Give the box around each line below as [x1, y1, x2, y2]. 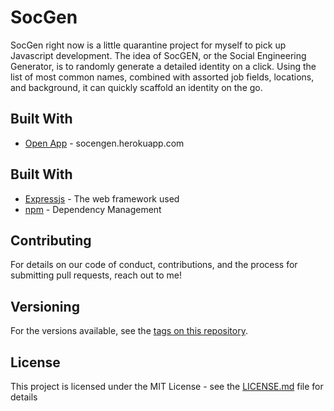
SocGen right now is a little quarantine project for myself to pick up [10, 39, 287, 51]
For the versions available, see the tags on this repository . [10, 325, 248, 337]
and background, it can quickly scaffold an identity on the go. [10, 81, 263, 93]
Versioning [10, 298, 80, 315]
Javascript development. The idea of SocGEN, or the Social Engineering [10, 49, 307, 61]
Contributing [10, 232, 92, 249]
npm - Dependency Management [24, 203, 162, 215]
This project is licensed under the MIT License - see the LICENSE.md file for [10, 381, 324, 392]
